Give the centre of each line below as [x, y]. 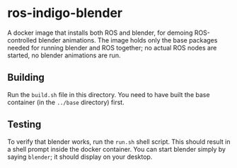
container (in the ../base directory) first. [66, 102]
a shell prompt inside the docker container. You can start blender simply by [117, 149]
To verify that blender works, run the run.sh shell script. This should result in [119, 141]
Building [26, 78]
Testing [24, 124]
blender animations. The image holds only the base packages [128, 40]
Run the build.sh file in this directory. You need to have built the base [109, 94]
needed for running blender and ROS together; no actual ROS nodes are [112, 47]
